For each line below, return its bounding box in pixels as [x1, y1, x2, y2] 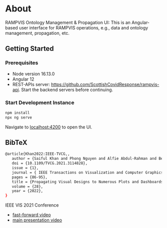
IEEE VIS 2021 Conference [5, 202, 59, 208]
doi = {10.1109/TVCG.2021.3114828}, [11, 161, 88, 166]
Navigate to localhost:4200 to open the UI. [5, 124, 92, 130]
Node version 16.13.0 [12, 71, 55, 77]
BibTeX [5, 138, 27, 147]
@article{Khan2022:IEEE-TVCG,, [5, 151, 70, 157]
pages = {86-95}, [11, 175, 48, 180]
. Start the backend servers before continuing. [18, 87, 113, 93]
